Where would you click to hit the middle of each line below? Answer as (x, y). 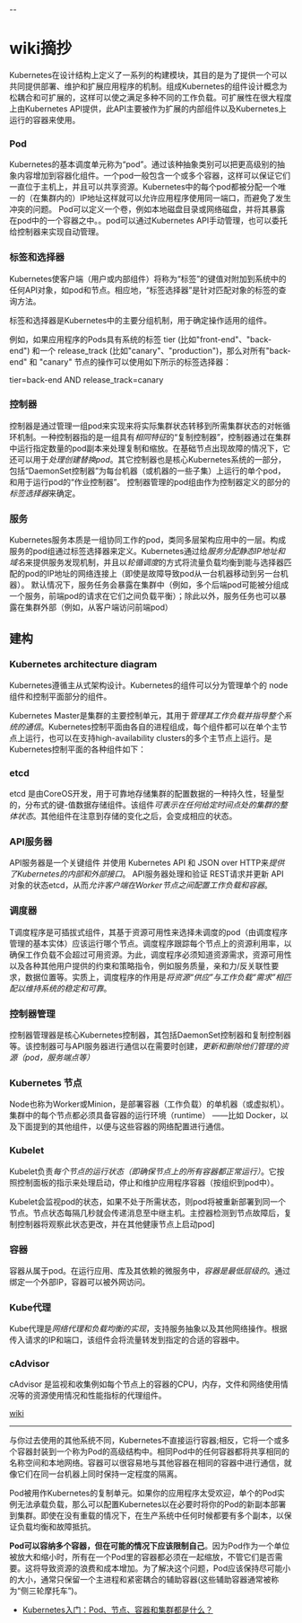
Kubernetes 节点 (46, 1082)
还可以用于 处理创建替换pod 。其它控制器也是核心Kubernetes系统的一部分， (148, 459)
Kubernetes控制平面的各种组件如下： (78, 749)
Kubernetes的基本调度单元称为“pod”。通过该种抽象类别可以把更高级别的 (143, 164)
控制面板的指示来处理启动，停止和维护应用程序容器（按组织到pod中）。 (148, 1182)
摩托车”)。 (63, 1591)
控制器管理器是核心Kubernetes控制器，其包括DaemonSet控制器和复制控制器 (150, 1035)
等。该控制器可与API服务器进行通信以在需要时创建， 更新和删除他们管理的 (145, 1046)
